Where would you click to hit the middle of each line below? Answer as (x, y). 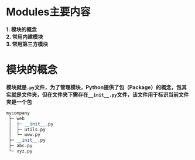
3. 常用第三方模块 (27, 44)
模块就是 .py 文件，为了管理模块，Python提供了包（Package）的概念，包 (94, 87)
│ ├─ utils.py (27, 130)
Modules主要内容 (48, 12)
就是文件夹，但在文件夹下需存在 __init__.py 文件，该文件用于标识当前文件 (100, 94)
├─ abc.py (20, 146)
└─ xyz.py (20, 151)
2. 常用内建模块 (25, 36)
